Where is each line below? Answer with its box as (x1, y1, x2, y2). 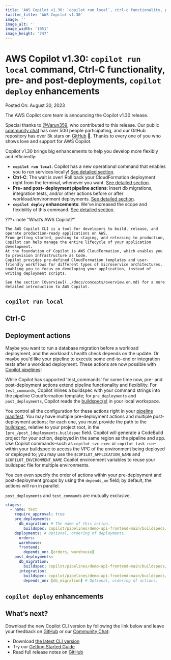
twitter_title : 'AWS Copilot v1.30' (5, 12, 83, 17)
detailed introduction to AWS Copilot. (5, 284, 90, 289)
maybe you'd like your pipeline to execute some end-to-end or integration (5, 356, 160, 362)
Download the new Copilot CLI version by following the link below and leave (5, 623, 164, 629)
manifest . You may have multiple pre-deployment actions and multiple (5, 413, 152, 419)
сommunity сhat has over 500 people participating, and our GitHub (5, 127, 146, 133)
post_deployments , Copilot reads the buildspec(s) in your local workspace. (5, 398, 160, 404)
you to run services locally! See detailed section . (12, 168, 115, 175)
